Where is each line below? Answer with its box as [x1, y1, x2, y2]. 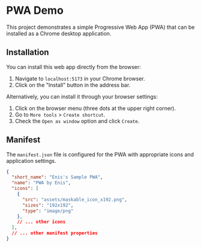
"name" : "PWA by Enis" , [11, 180, 71, 186]
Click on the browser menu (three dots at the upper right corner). [14, 105, 176, 112]
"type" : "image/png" [22, 208, 74, 214]
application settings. [6, 157, 56, 164]
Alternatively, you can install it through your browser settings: [6, 93, 158, 100]
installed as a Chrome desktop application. [6, 29, 112, 37]
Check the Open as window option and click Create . [14, 117, 140, 124]
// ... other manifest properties [11, 230, 98, 236]
